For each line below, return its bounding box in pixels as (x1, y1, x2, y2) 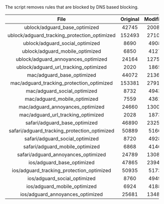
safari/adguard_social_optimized (24, 136, 99, 142)
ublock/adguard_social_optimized (23, 40, 100, 46)
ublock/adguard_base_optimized (24, 24, 99, 31)
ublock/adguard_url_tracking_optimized (16, 64, 107, 70)
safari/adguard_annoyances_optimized (17, 151, 106, 158)
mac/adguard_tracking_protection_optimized (10, 80, 113, 86)
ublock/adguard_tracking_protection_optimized (7, 32, 116, 39)
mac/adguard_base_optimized (26, 72, 97, 78)
